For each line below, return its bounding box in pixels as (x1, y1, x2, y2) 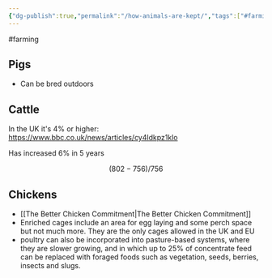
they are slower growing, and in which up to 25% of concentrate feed (19, 244, 253, 254)
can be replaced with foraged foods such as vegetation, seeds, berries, (19, 252, 259, 262)
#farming (8, 34, 39, 44)
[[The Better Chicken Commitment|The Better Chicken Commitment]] (19, 209, 252, 219)
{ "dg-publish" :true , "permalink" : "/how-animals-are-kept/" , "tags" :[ (8, 11, 241, 20)
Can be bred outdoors (19, 79, 95, 89)
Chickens (8, 187, 57, 201)
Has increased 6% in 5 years (8, 148, 105, 158)
